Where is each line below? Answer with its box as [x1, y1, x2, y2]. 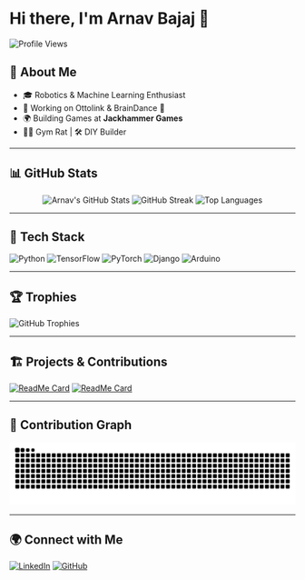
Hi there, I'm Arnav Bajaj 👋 [9, 8, 210, 29]
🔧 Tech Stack [9, 229, 85, 245]
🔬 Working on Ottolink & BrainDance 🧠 [22, 102, 165, 113]
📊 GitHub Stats [9, 165, 98, 181]
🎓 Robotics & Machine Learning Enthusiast [22, 89, 186, 100]
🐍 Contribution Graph [9, 417, 133, 433]
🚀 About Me [9, 65, 77, 80]
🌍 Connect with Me [9, 532, 123, 547]
